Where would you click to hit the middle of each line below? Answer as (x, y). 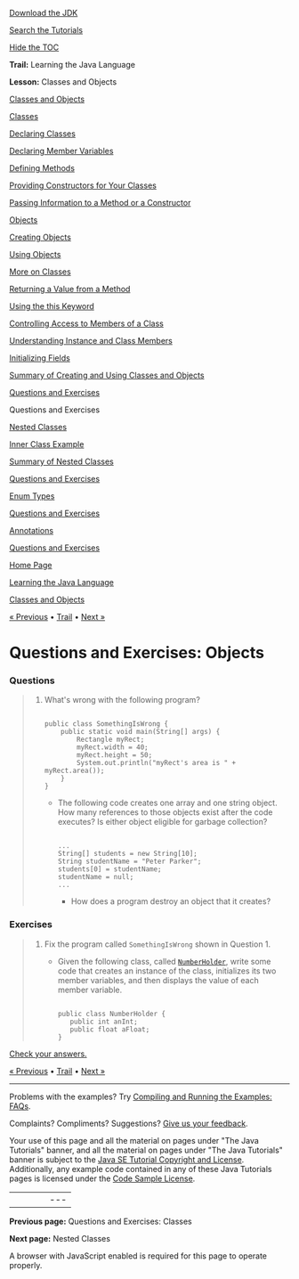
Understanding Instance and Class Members (91, 341)
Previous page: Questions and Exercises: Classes (101, 1221)
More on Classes (40, 272)
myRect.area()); (74, 771)
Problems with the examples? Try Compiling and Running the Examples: (141, 1096)
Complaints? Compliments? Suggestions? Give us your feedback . (129, 1123)
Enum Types (32, 496)
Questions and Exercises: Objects (137, 653)
